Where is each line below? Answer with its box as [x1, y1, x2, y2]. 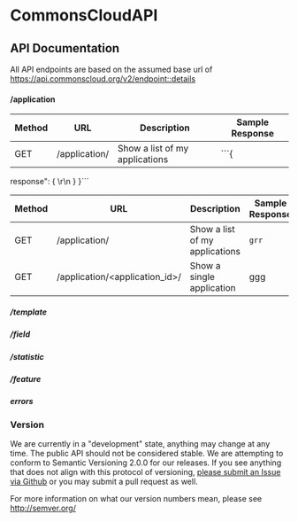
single [189, 271, 216, 284]
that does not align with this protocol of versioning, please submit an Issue [10, 467, 281, 478]
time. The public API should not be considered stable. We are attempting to [10, 448, 284, 459]
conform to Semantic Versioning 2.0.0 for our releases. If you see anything [10, 457, 282, 468]
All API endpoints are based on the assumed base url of [10, 64, 213, 74]
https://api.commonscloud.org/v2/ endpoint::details [10, 74, 196, 84]
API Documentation [10, 41, 120, 56]
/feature [10, 373, 42, 384]
